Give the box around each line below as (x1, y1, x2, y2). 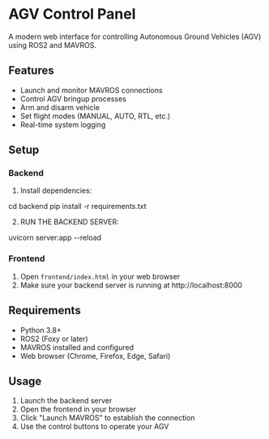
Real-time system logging (19, 119, 106, 130)
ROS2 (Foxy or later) (19, 334, 89, 343)
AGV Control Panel (8, 5, 136, 23)
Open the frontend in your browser (19, 404, 136, 414)
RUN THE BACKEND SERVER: (19, 217, 119, 227)
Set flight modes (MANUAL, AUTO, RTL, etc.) (19, 111, 171, 121)
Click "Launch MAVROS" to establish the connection (19, 413, 196, 423)
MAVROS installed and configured (19, 342, 134, 352)
